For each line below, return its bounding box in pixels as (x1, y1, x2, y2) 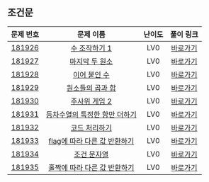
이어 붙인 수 (73, 69, 110, 79)
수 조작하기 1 (70, 43, 112, 53)
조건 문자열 (74, 149, 109, 159)
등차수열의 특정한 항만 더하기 (45, 109, 137, 119)
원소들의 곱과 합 (66, 83, 117, 93)
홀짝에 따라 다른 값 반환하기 (48, 162, 135, 172)
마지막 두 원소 (69, 56, 113, 66)
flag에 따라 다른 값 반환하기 (48, 136, 135, 146)
